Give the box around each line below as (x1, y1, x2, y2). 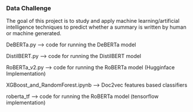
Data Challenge (6, 4, 51, 12)
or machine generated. (6, 30, 62, 37)
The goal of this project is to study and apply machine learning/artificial (6, 18, 180, 25)
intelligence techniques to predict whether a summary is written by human (6, 23, 187, 30)
